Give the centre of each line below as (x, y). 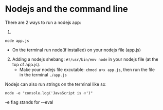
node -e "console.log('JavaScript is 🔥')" (49, 93)
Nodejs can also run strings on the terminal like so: (56, 84)
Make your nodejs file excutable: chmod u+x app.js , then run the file (87, 70)
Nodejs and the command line (66, 9)
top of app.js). (26, 64)
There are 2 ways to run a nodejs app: (43, 22)
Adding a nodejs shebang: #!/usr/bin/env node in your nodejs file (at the (85, 59)
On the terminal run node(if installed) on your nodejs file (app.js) (76, 50)
